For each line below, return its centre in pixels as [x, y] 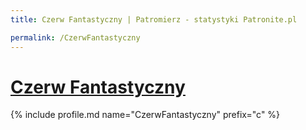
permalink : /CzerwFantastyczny [75, 37]
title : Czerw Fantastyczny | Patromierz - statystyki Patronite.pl [154, 19]
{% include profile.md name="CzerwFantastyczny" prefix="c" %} [145, 115]
